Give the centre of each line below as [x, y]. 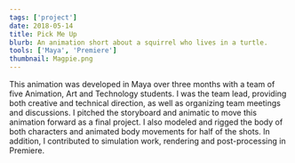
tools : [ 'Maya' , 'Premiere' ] [63, 51]
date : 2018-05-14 [41, 26]
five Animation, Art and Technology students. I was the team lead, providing [148, 94]
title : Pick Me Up [43, 34]
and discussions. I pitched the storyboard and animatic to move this [133, 113]
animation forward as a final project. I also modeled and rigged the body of [146, 122]
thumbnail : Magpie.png [51, 59]
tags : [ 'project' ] [43, 17]
